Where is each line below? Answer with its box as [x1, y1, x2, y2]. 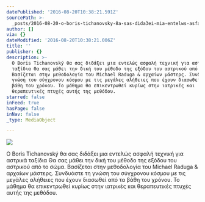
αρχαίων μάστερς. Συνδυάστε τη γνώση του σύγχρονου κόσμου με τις [6, 170, 186, 177]
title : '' [6, 43, 32, 49]
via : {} [6, 32, 26, 38]
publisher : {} [6, 49, 43, 55]
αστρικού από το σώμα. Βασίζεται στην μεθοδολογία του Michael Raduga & [6, 163, 198, 171]
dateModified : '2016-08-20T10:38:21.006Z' [6, 37, 116, 43]
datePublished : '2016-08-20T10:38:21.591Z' [6, 9, 119, 15]
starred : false [6, 94, 45, 100]
